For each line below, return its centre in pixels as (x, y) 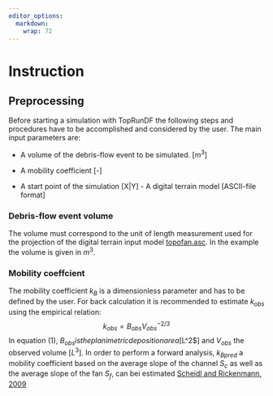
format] (33, 195)
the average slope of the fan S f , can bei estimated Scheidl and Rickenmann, (135, 374)
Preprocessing (46, 101)
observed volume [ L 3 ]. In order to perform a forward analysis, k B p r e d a (126, 353)
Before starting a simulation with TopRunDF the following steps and (121, 121)
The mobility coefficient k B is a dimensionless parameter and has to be (127, 292)
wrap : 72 (38, 31)
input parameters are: (45, 138)
